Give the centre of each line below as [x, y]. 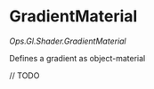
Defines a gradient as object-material [77, 58]
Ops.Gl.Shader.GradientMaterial [68, 41]
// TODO [24, 75]
